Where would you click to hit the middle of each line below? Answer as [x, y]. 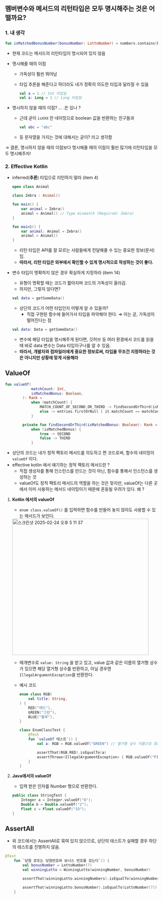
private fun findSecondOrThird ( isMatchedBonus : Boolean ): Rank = [90, 425]
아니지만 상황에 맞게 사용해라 [51, 357]
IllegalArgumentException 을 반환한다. [56, 675]
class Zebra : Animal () [36, 196]
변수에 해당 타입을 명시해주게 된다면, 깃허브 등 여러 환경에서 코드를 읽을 [87, 339]
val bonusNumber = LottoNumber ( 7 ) [57, 865]
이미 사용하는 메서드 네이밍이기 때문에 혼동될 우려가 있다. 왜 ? [86, 489]
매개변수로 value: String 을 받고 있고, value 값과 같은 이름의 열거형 [84, 663]
